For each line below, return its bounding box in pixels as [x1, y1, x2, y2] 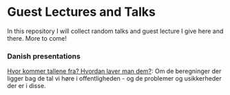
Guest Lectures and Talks [7, 4, 156, 20]
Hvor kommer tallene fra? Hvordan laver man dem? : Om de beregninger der [7, 67, 222, 76]
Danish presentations [7, 51, 81, 61]
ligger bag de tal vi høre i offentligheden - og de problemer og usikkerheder [7, 74, 222, 83]
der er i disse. [7, 82, 46, 90]
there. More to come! [7, 34, 67, 42]
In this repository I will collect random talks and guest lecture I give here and [7, 27, 224, 35]
